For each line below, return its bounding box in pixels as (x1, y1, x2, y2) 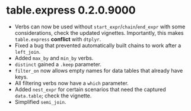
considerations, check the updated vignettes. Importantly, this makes (14, 29, 184, 36)
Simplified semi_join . (14, 98, 66, 105)
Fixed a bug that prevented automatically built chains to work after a (14, 42, 182, 49)
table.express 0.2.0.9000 (6, 4, 136, 17)
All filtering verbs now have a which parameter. (14, 79, 129, 86)
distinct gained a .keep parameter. (14, 60, 102, 68)
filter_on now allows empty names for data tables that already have (14, 67, 183, 74)
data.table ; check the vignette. (14, 92, 92, 99)
